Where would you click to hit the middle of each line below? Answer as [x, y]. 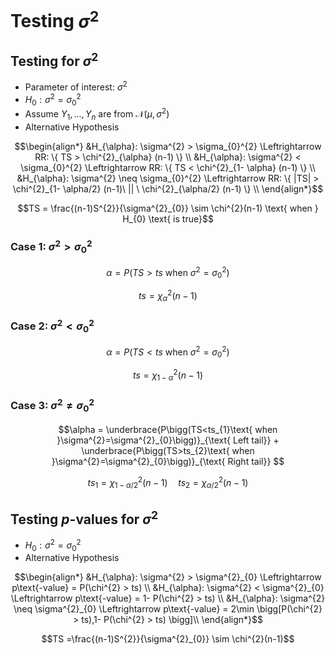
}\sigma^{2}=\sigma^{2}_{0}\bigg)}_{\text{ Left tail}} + [168, 440]
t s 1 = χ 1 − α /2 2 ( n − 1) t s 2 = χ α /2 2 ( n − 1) [168, 482]
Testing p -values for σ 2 [84, 517]
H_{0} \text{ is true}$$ [168, 218]
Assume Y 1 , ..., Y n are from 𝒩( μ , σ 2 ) [97, 114]
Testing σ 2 [55, 19]
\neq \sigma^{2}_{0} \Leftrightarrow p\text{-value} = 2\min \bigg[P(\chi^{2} [168, 609]
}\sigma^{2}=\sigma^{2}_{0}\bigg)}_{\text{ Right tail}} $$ [168, 461]
